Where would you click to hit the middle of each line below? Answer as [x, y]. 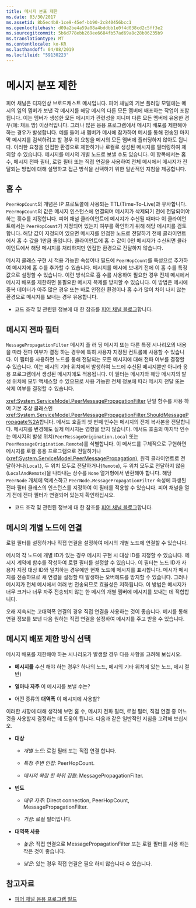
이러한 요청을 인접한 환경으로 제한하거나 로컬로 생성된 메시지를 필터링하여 [97, 147]
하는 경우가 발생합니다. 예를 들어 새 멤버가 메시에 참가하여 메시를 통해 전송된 [92, 132]
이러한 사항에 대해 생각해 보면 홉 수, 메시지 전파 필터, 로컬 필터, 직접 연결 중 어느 [97, 711]
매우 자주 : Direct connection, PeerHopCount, [76, 800]
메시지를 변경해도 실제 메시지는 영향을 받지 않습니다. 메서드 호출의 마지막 [96, 429]
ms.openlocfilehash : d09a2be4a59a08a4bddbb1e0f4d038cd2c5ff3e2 [85, 28]
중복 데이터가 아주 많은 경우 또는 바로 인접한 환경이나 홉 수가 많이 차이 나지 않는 [96, 289]
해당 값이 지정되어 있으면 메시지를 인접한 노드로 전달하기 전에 [92, 233]
